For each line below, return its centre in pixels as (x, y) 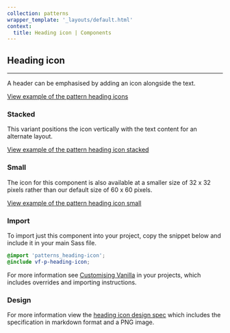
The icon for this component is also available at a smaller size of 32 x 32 (109, 182)
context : (20, 26)
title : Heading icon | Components (62, 33)
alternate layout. (30, 136)
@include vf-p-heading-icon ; (49, 262)
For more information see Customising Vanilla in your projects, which (104, 275)
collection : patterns (38, 13)
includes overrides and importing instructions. (72, 282)
